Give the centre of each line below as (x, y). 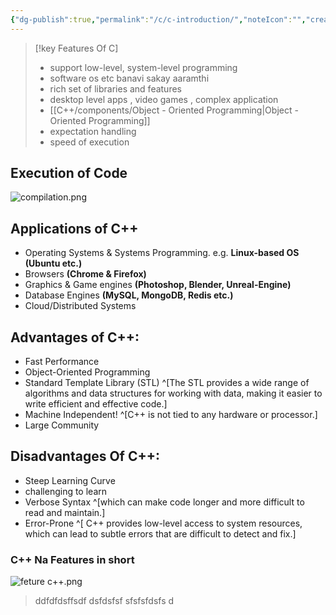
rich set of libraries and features (115, 88)
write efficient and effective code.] (96, 404)
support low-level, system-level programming (143, 67)
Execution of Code (69, 173)
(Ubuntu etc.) (53, 263)
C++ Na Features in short (72, 559)
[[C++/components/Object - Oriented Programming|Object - (174, 110)
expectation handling (93, 131)
